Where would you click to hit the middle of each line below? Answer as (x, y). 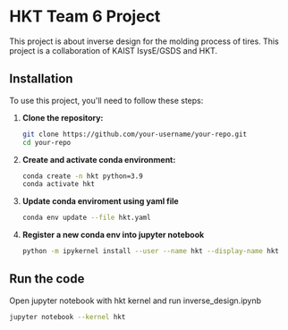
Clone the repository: (63, 117)
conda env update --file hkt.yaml (86, 218)
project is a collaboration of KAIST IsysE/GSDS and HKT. (113, 50)
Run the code (47, 279)
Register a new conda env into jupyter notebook (113, 235)
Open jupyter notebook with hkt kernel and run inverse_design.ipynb (136, 300)
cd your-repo (47, 142)
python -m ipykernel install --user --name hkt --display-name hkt (151, 251)
